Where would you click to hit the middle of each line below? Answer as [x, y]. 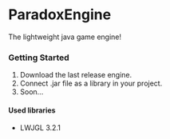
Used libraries [32, 110]
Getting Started [39, 58]
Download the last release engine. [76, 75]
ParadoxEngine [60, 15]
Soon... [32, 92]
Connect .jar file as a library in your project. [91, 83]
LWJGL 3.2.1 [40, 128]
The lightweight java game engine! [65, 37]
